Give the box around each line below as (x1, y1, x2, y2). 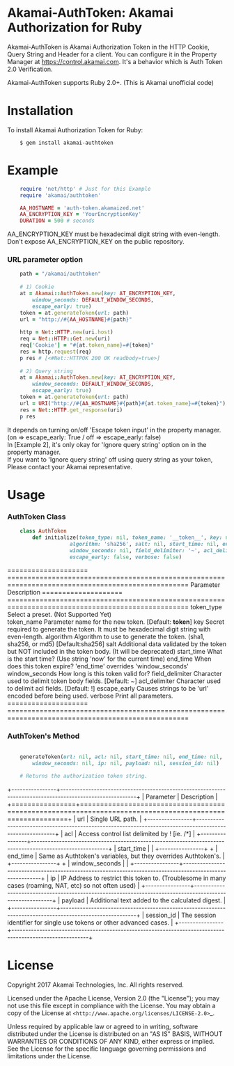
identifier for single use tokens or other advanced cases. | (7, 918, 173, 927)
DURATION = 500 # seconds (19, 217, 95, 224)
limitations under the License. (7, 1052, 92, 1060)
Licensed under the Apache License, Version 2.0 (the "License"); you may (7, 994, 220, 1003)
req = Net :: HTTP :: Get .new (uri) (19, 336, 111, 343)
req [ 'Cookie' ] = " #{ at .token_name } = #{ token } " (19, 342, 155, 349)
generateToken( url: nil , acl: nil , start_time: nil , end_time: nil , (19, 753, 223, 760)
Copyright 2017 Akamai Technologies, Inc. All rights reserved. (7, 980, 185, 989)
